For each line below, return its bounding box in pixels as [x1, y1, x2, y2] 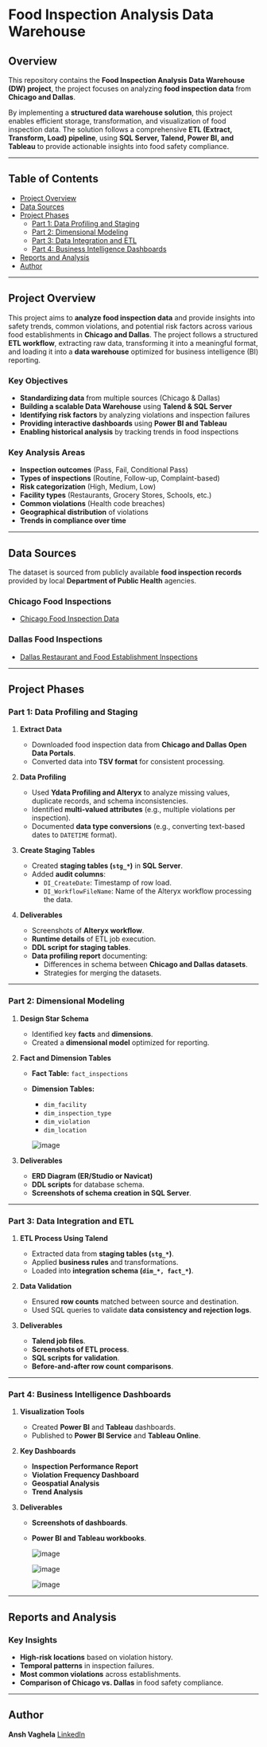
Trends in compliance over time [19, 516, 127, 525]
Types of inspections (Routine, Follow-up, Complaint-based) [19, 473, 220, 483]
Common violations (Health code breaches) [19, 499, 165, 508]
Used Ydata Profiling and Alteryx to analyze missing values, [31, 787, 230, 798]
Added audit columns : [31, 870, 106, 879]
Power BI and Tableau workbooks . [31, 1533, 147, 1543]
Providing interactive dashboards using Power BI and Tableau [19, 418, 227, 428]
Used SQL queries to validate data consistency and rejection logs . [31, 1305, 252, 1314]
